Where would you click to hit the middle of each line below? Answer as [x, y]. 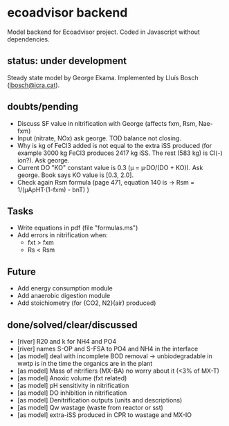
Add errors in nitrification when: [63, 235]
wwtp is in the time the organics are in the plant [85, 363]
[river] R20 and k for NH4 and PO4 [66, 341]
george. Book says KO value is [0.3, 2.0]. [75, 175]
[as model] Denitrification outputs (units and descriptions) [100, 400]
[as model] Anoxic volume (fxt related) [72, 378]
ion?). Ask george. [43, 160]
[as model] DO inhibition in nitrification [72, 393]
